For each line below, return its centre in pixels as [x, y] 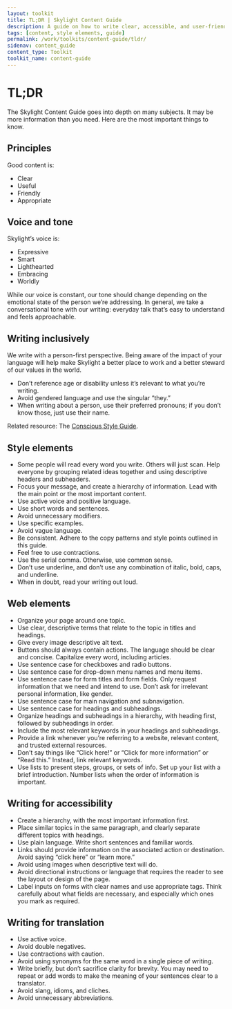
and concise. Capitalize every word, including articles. [94, 657]
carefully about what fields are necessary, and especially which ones [115, 894]
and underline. [38, 574]
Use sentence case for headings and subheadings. [89, 708]
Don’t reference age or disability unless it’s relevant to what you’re [111, 384]
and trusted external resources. [62, 745]
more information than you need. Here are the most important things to [108, 119]
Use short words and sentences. [64, 508]
